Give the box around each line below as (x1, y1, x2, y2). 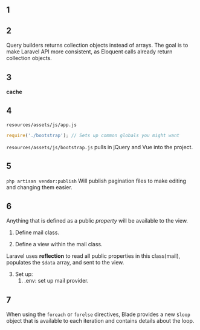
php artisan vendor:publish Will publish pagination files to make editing (6, 177, 186, 184)
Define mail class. (15, 229, 59, 236)
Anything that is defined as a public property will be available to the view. (6, 217, 189, 224)
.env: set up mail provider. (24, 277, 89, 285)
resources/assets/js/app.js (6, 121, 77, 128)
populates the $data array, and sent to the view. (6, 259, 124, 266)
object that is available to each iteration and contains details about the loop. (6, 317, 195, 325)
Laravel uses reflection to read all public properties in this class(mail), (6, 252, 181, 260)
